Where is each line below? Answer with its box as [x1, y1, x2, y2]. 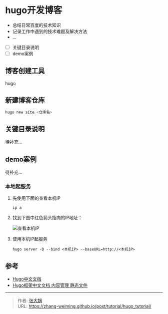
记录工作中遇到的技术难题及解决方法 [12, 28, 87, 34]
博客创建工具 [5, 67, 45, 75]
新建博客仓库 [5, 96, 45, 105]
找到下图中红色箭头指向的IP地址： [12, 215, 82, 221]
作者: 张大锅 [17, 297, 42, 303]
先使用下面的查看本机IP [12, 195, 61, 201]
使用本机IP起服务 [12, 236, 47, 242]
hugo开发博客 [5, 5, 62, 16]
